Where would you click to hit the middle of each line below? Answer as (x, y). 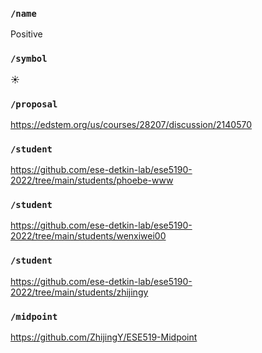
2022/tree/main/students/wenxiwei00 (88, 236)
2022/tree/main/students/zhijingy (79, 292)
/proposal (34, 104)
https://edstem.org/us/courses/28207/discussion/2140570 (131, 124)
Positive (26, 34)
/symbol (29, 59)
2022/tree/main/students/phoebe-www (92, 180)
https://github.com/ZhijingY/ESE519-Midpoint (104, 337)
